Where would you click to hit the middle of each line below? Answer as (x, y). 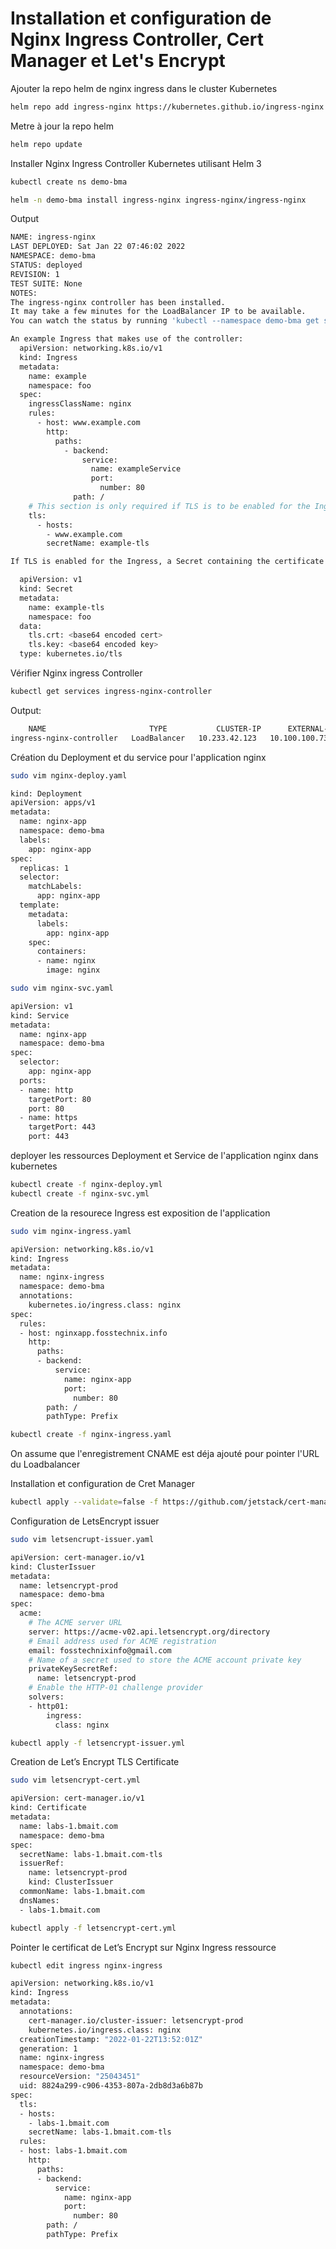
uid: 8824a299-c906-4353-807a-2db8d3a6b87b (111, 2086)
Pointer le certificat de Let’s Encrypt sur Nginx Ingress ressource (143, 1947)
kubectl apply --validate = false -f (84, 1502)
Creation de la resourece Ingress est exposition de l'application (140, 1213)
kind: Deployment (46, 793)
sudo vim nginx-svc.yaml (62, 988)
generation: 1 (48, 2048)
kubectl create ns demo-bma (69, 182)
